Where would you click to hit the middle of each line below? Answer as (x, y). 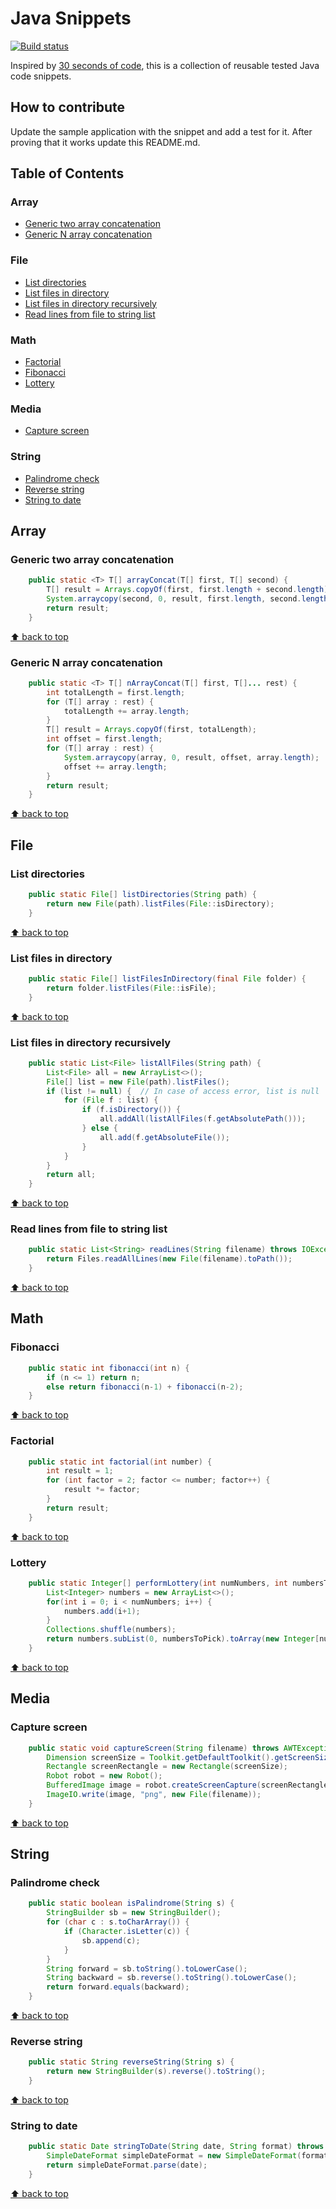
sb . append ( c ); (111, 1940)
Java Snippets (71, 18)
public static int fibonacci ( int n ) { (109, 1368)
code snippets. (41, 76)
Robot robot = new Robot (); (104, 1776)
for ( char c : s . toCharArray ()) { (118, 1922)
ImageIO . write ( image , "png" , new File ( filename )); (154, 1795)
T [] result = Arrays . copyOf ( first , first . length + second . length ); (189, 590)
